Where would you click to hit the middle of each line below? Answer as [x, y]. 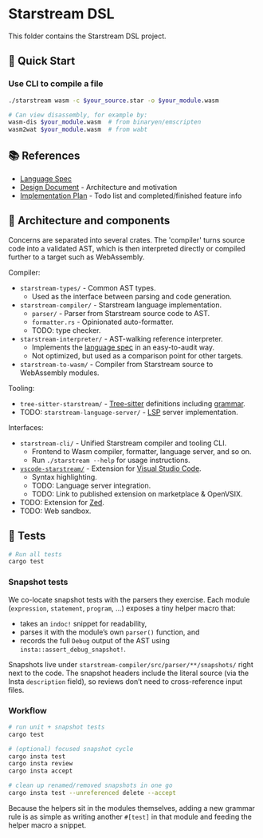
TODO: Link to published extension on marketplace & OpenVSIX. [137, 494]
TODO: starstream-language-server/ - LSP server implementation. [129, 412]
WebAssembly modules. [59, 373]
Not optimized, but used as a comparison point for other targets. [137, 355]
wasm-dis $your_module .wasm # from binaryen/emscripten [105, 122]
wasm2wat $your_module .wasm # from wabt [78, 130]
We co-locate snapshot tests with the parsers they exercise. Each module [129, 599]
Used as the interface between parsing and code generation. [132, 296]
